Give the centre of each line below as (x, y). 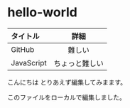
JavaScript (29, 63)
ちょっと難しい (79, 63)
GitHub (23, 49)
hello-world (43, 12)
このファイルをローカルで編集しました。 (66, 97)
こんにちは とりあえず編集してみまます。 (67, 82)
